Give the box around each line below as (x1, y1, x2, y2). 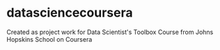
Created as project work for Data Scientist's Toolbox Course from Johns (6, 28, 214, 36)
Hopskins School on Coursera (6, 35, 93, 43)
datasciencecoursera (6, 5, 133, 21)
